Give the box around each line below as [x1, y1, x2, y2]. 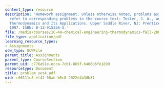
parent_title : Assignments [5, 52, 60, 58]
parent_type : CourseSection [5, 57, 62, 62]
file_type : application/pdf [5, 35, 62, 40]
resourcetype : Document [5, 66, 54, 71]
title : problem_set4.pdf [5, 71, 56, 76]
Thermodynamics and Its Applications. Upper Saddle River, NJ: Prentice [9, 21, 161, 26]
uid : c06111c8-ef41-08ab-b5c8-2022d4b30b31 [5, 75, 95, 80]
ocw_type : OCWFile [5, 48, 42, 53]
